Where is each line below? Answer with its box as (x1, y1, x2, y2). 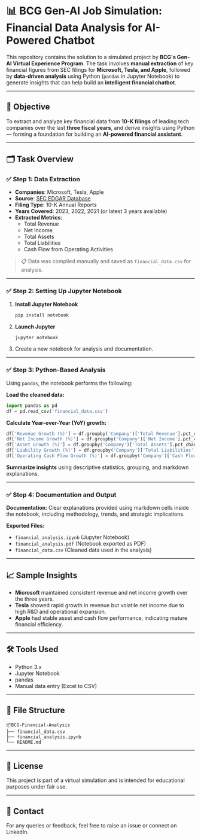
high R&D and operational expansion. (14, 608, 106, 616)
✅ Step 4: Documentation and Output (6, 491, 117, 499)
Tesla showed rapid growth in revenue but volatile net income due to (14, 602, 184, 609)
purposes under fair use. (6, 783, 67, 790)
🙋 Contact (6, 806, 44, 816)
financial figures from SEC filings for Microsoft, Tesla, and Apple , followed (6, 66, 191, 73)
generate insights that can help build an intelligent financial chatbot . (6, 78, 176, 86)
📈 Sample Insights (6, 570, 78, 580)
